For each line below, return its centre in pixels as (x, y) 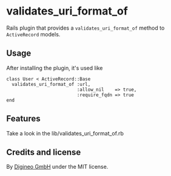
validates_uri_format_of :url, (51, 84)
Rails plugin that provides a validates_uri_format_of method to (85, 28)
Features (23, 119)
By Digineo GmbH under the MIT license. (57, 167)
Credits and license (44, 152)
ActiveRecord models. (33, 34)
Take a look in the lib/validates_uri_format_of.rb (65, 133)
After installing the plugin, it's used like (55, 68)
